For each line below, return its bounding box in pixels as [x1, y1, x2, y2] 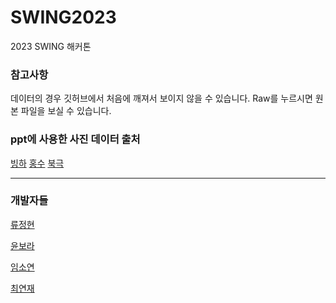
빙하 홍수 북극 [10, 157, 65, 169]
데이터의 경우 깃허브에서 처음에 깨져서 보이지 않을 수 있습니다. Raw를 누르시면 [10, 92, 313, 105]
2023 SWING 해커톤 [10, 40, 92, 52]
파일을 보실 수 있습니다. [20, 105, 112, 117]
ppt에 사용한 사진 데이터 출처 [10, 132, 141, 146]
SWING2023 [10, 6, 117, 29]
